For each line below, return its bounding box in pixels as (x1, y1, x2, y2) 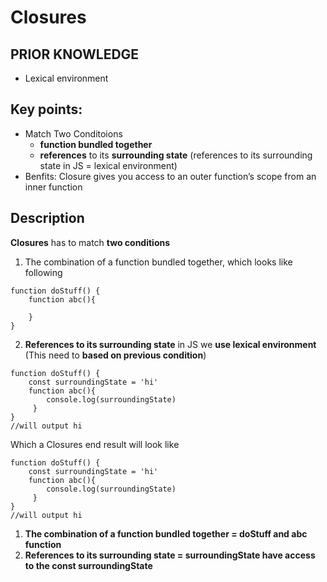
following (24, 266, 63, 278)
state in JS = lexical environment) (39, 159, 178, 171)
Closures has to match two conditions (10, 236, 171, 248)
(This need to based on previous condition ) (24, 349, 207, 361)
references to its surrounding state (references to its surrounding (39, 149, 313, 161)
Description (10, 210, 85, 227)
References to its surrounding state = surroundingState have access (24, 549, 316, 561)
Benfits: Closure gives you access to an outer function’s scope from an (24, 170, 317, 182)
